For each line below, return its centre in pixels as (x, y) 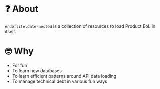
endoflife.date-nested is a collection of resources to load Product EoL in (80, 26)
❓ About (22, 9)
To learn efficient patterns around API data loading (64, 76)
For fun (20, 65)
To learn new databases (37, 70)
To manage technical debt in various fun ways (60, 81)
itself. (11, 31)
